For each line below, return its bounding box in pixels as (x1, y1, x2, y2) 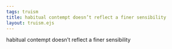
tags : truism (6, 8, 39, 15)
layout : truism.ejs (6, 20, 55, 26)
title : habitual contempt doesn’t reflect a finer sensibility (6, 14, 167, 20)
